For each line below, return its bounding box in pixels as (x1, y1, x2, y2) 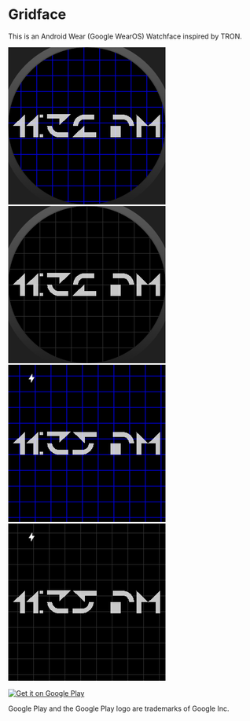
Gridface (8, 6, 67, 24)
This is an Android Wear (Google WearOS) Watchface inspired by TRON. (8, 31, 242, 41)
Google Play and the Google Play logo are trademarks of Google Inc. (8, 704, 230, 713)
